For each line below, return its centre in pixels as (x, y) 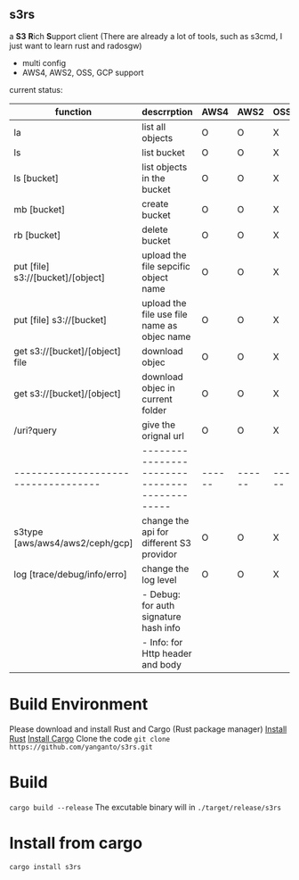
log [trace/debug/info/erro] (70, 574)
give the (159, 425)
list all (154, 127)
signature (162, 617)
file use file (165, 314)
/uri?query (36, 430)
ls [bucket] (36, 178)
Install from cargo (76, 843)
